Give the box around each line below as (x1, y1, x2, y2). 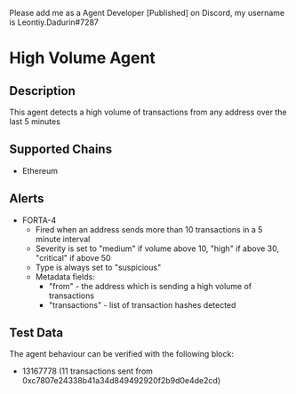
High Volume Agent (9, 48, 156, 68)
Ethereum (21, 165, 58, 176)
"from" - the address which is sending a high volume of (48, 280, 252, 291)
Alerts (9, 191, 44, 207)
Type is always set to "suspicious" (35, 262, 162, 272)
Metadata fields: (35, 271, 95, 282)
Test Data (9, 326, 64, 341)
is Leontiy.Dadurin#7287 (9, 17, 100, 28)
